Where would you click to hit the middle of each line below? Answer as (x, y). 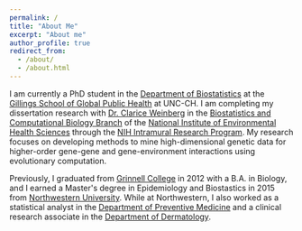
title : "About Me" (44, 26)
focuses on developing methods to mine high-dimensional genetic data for (148, 142)
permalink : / (34, 18)
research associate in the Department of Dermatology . (110, 217)
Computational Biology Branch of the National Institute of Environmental (143, 122)
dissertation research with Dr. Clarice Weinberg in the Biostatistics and (140, 113)
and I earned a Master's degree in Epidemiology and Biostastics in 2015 (142, 188)
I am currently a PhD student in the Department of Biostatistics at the (137, 93)
